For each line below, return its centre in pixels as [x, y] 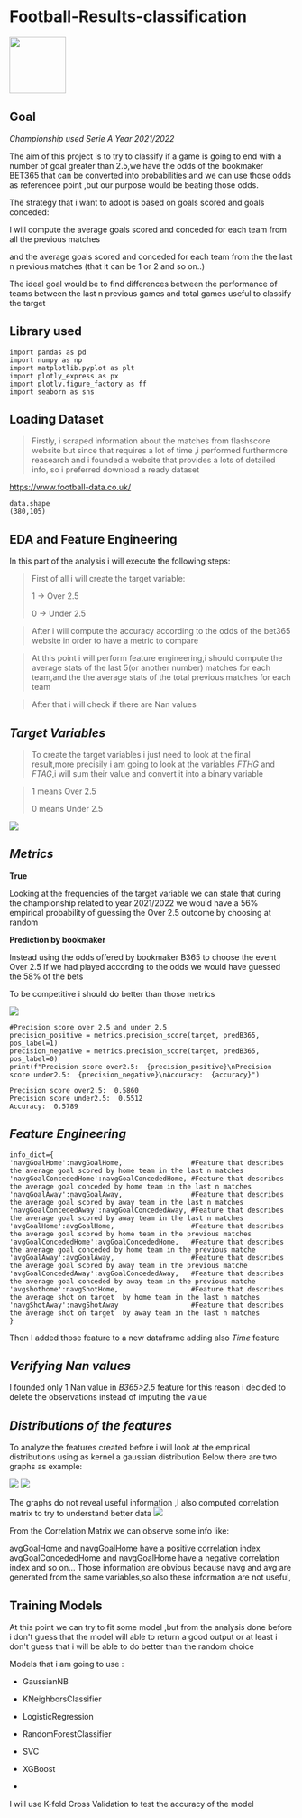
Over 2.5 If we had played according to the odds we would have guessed [145, 966]
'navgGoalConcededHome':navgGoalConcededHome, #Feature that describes [146, 1179]
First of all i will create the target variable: [108, 579]
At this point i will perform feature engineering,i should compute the [157, 658]
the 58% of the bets [46, 976]
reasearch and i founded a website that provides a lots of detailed [153, 460]
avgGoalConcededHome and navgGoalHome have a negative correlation [144, 1558]
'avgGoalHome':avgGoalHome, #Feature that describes [146, 1226]
